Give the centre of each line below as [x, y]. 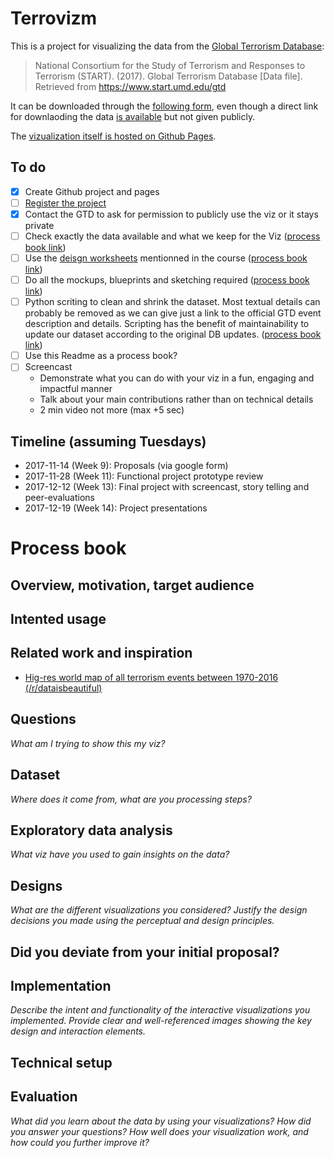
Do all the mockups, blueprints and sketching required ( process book [167, 280]
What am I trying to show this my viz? [88, 743]
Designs [36, 885]
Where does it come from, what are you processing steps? [131, 799]
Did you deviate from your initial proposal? [145, 952]
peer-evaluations [59, 498]
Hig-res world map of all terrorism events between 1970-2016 [151, 677]
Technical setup [61, 1062]
